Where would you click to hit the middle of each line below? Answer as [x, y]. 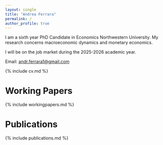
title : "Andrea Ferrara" [31, 14]
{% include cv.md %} [27, 71]
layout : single [21, 10]
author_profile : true [27, 23]
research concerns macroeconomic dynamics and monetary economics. [79, 43]
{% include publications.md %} [37, 138]
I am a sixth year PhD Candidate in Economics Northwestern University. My [82, 37]
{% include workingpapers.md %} [40, 105]
